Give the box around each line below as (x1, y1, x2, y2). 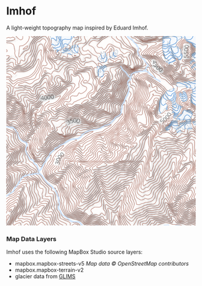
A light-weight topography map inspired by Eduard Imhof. (6, 24, 148, 31)
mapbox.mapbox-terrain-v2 (14, 266, 84, 274)
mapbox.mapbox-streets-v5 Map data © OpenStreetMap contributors (14, 260, 189, 267)
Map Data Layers (6, 234, 57, 243)
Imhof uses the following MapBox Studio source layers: (6, 248, 143, 256)
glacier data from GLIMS (14, 273, 76, 280)
